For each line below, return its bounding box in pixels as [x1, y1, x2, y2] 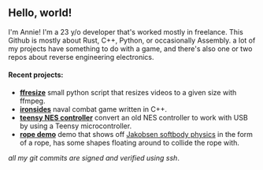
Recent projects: [8, 70, 64, 79]
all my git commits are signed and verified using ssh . [8, 153, 180, 163]
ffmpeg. [19, 96, 46, 105]
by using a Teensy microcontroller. [19, 121, 132, 131]
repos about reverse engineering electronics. [8, 52, 154, 61]
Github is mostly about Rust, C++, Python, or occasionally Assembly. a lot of [8, 35, 256, 45]
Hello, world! [8, 6, 72, 20]
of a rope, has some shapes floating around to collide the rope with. [19, 138, 240, 148]
